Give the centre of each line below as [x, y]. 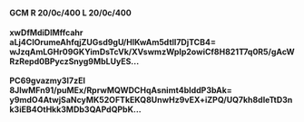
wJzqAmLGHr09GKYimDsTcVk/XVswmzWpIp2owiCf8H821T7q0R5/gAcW [152, 52]
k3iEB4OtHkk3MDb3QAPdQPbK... [76, 109]
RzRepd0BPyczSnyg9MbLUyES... [74, 61]
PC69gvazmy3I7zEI [48, 80]
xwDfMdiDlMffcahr [46, 33]
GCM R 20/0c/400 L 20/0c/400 [70, 13]
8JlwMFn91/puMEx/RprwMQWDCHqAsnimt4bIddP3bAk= [121, 90]
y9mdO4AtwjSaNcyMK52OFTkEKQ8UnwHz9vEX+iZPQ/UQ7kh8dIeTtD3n [151, 100]
